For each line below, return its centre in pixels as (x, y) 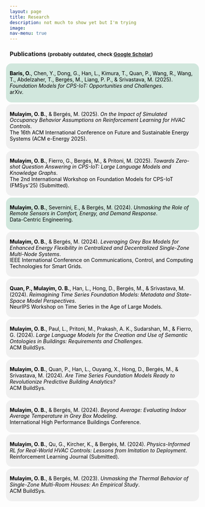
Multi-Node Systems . (35, 254)
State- (184, 294)
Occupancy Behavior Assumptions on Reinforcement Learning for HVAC (97, 120)
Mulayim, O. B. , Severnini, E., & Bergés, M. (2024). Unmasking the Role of (99, 207)
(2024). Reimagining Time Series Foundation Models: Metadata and (92, 294)
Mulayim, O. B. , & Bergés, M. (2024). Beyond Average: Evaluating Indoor (98, 410)
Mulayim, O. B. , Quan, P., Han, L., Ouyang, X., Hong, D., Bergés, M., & (94, 369)
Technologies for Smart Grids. (46, 266)
